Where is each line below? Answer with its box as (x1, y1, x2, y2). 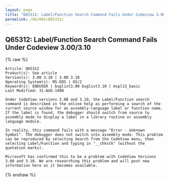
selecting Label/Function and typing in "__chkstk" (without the (5, 141, 145, 146)
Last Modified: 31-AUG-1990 (5, 88, 64, 94)
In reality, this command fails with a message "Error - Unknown (5, 128, 145, 133)
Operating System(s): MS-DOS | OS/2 (5, 79, 82, 84)
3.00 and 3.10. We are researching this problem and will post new (5, 159, 150, 164)
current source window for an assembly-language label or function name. (5, 106, 163, 111)
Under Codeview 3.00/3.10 (5, 43, 92, 52)
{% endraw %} (5, 172, 36, 178)
